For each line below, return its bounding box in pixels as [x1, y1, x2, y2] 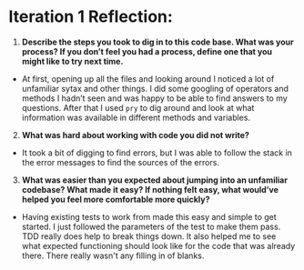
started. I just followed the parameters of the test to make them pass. [21, 221, 281, 232]
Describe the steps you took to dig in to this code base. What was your [21, 36, 294, 47]
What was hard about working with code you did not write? [21, 129, 249, 140]
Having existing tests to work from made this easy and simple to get [21, 211, 277, 222]
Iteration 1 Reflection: [8, 6, 174, 27]
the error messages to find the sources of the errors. [21, 156, 220, 167]
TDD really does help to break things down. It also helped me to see [21, 230, 277, 242]
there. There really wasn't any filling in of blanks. [21, 250, 205, 261]
